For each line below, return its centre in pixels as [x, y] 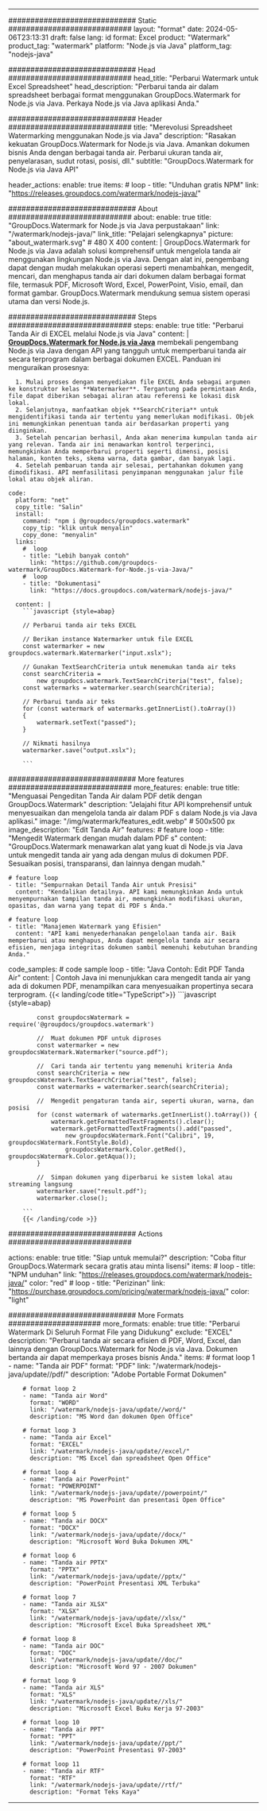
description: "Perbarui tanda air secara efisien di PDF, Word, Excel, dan [125, 1340]
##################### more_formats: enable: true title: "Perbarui [124, 1324]
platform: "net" [42, 500]
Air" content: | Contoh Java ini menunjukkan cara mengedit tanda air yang [130, 977]
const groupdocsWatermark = [83, 1017]
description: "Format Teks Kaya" [85, 1792]
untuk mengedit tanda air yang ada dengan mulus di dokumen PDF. [118, 855]
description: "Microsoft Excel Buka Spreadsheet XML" [120, 1625]
